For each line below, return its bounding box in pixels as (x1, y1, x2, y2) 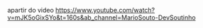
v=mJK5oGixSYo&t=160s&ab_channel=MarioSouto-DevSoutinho (7, 13, 197, 22)
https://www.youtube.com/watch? (55, 6, 155, 14)
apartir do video (7, 6, 55, 14)
